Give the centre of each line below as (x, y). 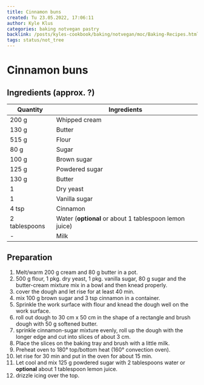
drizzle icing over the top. (48, 375)
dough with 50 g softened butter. (57, 324)
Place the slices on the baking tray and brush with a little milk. (93, 343)
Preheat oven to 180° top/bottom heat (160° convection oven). (93, 349)
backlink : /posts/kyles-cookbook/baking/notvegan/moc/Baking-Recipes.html (103, 35)
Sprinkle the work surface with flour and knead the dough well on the (102, 304)
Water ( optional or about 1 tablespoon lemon (120, 218)
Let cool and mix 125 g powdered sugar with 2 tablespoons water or (100, 363)
